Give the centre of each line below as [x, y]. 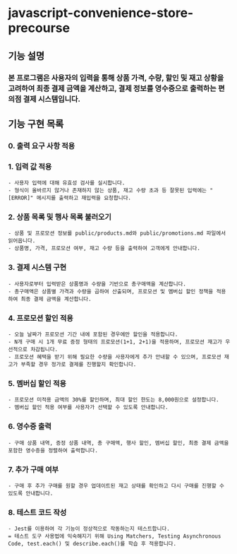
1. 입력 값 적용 [30, 166]
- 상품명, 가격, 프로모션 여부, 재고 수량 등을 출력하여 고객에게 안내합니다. [104, 249]
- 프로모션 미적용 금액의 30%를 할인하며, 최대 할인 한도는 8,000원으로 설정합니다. [114, 400]
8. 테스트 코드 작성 [37, 512]
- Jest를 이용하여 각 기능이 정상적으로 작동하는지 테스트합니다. [89, 529]
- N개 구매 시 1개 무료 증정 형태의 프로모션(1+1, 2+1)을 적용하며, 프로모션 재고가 [115, 342]
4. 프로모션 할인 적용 [41, 318]
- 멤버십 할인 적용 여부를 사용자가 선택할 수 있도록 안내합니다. [88, 408]
